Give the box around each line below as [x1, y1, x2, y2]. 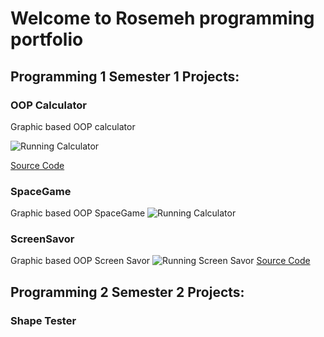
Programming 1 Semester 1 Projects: [10, 68, 240, 85]
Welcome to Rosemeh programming [10, 7, 315, 30]
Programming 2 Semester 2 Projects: [10, 283, 245, 301]
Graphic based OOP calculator [10, 120, 136, 132]
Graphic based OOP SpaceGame [10, 207, 146, 219]
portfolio [10, 28, 84, 51]
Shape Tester [10, 313, 77, 327]
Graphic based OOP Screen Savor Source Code [10, 255, 311, 267]
